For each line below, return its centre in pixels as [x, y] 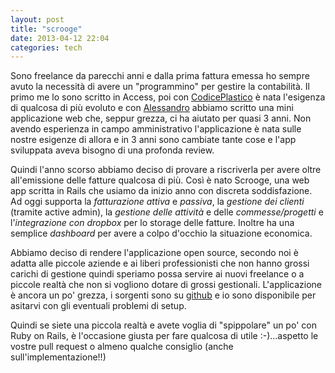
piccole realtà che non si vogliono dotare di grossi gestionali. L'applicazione [166, 285]
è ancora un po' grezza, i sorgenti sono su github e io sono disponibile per [163, 295]
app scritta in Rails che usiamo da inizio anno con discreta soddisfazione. [161, 191]
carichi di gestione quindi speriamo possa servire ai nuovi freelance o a [157, 274]
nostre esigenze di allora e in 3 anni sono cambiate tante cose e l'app [153, 140]
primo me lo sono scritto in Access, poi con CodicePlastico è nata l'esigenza [168, 97]
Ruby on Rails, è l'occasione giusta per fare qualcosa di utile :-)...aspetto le [164, 336]
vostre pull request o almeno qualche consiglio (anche [122, 347]
